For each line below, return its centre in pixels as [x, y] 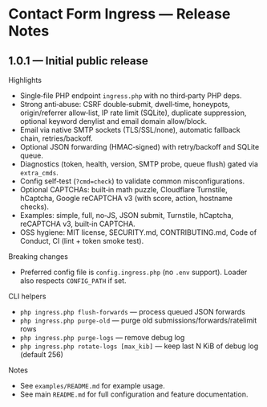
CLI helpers [27, 296]
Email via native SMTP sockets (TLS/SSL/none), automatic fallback [130, 130]
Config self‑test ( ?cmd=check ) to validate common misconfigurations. [132, 181]
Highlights [25, 80]
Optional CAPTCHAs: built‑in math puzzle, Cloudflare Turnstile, [123, 189]
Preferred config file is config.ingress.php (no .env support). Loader [133, 272]
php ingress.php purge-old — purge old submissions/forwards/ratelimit [138, 320]
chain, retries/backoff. [57, 138]
